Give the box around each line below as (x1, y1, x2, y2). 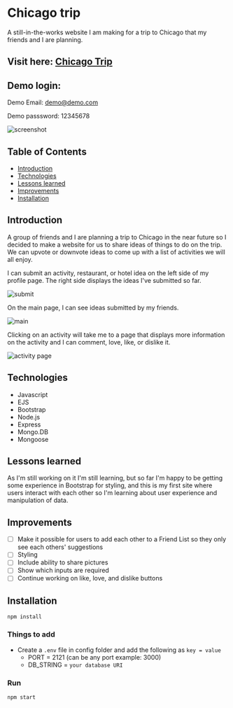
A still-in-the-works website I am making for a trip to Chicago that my (7, 28, 207, 36)
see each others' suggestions (17, 543, 104, 551)
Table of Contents (7, 146, 87, 158)
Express (17, 420, 41, 429)
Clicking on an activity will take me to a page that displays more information (7, 331, 225, 339)
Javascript (17, 390, 48, 398)
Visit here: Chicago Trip (7, 56, 113, 68)
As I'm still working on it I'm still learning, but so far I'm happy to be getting (7, 474, 223, 483)
